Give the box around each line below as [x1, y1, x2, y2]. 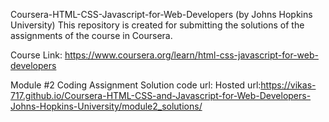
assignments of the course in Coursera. [10, 30, 173, 41]
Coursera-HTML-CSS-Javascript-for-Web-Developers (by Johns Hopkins [10, 9, 313, 20]
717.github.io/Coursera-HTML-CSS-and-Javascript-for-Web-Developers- [10, 90, 312, 101]
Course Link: [10, 49, 63, 61]
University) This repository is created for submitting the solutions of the [10, 19, 305, 31]
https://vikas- [260, 79, 317, 91]
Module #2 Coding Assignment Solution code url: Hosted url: [10, 79, 262, 91]
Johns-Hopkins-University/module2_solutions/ [10, 100, 203, 112]
